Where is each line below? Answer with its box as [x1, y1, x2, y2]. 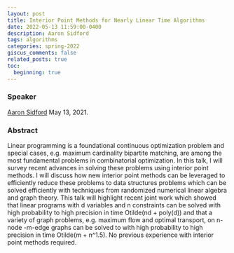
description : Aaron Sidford [7, 29, 90, 37]
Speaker [7, 92, 36, 102]
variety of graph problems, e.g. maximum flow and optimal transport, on [7, 216, 215, 224]
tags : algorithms [7, 36, 58, 43]
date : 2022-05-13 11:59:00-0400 [7, 23, 102, 30]
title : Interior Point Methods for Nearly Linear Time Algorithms [7, 17, 205, 24]
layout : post [7, 10, 46, 18]
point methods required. [7, 238, 77, 247]
